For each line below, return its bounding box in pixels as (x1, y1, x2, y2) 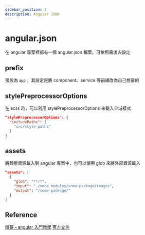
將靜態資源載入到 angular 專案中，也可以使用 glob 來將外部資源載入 (5, 160, 141, 166)
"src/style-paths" (14, 124, 51, 129)
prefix (5, 64, 24, 72)
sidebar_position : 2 (5, 7, 47, 12)
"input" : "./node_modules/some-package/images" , (14, 183, 114, 188)
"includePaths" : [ (9, 119, 47, 124)
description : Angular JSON (5, 12, 60, 17)
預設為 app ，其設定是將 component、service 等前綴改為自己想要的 (5, 78, 140, 83)
